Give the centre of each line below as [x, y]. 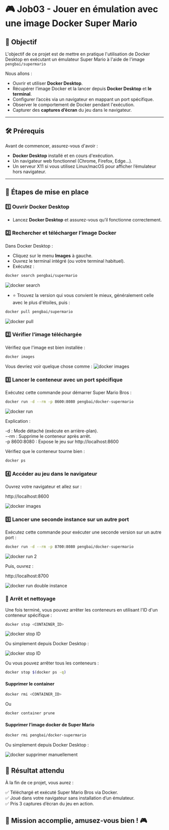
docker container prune [30, 713]
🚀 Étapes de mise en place [47, 192]
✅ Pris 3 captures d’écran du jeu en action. [50, 804]
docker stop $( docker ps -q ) [36, 672]
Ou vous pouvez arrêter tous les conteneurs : [52, 663]
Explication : [18, 421]
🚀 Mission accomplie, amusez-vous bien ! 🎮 [76, 820]
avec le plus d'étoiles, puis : [41, 303]
